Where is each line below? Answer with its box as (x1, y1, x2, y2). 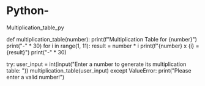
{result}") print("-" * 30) (6, 48, 67, 56)
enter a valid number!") (6, 73, 65, 81)
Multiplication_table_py (6, 24, 64, 31)
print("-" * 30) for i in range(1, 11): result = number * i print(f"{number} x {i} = (6, 42, 199, 49)
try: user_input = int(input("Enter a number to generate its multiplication (6, 60, 187, 68)
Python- (6, 4, 49, 18)
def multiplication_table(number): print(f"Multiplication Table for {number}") (6, 35, 198, 43)
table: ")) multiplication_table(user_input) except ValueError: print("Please (6, 66, 192, 74)
